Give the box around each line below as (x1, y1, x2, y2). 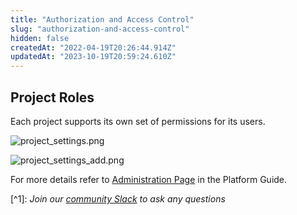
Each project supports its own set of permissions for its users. (10, 115, 266, 127)
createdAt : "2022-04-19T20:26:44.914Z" (10, 42, 177, 53)
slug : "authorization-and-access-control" (10, 24, 190, 34)
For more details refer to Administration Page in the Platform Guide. (10, 173, 288, 185)
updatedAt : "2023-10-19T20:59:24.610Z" (10, 52, 177, 62)
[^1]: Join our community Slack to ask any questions (10, 192, 226, 205)
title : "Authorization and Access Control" (10, 14, 195, 25)
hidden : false (10, 33, 70, 43)
